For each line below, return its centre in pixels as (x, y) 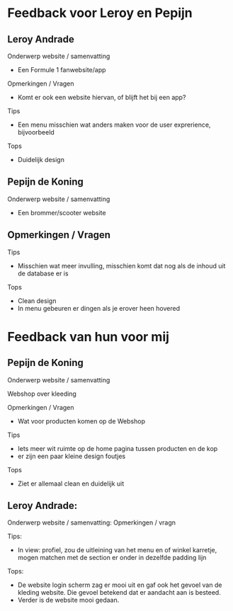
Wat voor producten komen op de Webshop (81, 421)
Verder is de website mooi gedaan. (68, 600)
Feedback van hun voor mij (89, 337)
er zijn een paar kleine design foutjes (72, 456)
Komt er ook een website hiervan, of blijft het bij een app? (102, 97)
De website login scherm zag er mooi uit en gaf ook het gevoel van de (120, 585)
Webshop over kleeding (42, 394)
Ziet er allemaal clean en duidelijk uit (71, 484)
